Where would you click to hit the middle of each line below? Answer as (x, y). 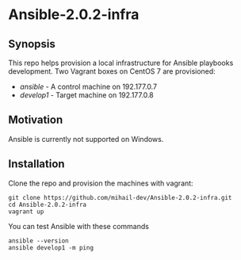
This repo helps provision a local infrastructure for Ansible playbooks (121, 63)
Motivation (36, 120)
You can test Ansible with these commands (78, 226)
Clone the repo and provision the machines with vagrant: (101, 183)
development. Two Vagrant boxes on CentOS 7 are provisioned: (112, 71)
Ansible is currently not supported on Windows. (86, 139)
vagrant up (26, 212)
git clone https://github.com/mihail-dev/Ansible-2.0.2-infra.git (120, 197)
